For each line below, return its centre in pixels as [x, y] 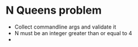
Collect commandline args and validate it [65, 27]
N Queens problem [54, 10]
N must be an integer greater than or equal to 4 [73, 33]
